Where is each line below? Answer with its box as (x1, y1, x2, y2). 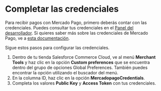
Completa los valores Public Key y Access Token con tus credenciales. (12, 80, 156, 86)
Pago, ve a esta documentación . (5, 35, 70, 41)
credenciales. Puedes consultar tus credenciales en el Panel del (5, 24, 134, 30)
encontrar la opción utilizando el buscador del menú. (12, 69, 119, 75)
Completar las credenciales (5, 3, 119, 15)
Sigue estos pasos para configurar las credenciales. (5, 45, 110, 50)
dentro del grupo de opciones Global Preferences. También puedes (12, 65, 148, 70)
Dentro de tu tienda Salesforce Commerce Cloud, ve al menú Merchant (12, 54, 156, 60)
